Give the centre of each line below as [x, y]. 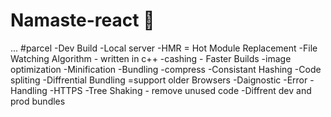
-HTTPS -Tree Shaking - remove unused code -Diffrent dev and [180, 90]
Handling [29, 90]
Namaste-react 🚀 [82, 20]
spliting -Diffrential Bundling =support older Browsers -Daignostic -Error [159, 80]
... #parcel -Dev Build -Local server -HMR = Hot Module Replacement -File [164, 48]
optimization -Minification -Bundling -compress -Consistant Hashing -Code [166, 69]
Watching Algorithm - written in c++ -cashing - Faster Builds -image [151, 58]
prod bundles [38, 101]
